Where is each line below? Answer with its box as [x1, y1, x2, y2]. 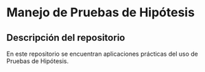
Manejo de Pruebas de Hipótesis [6, 5, 195, 20]
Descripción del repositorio [6, 32, 125, 43]
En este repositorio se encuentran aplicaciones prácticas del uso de [6, 50, 198, 58]
